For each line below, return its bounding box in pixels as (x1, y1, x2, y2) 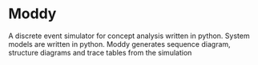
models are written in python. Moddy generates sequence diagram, (8, 39, 231, 48)
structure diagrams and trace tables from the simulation (8, 48, 192, 57)
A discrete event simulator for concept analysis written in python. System (8, 31, 250, 40)
